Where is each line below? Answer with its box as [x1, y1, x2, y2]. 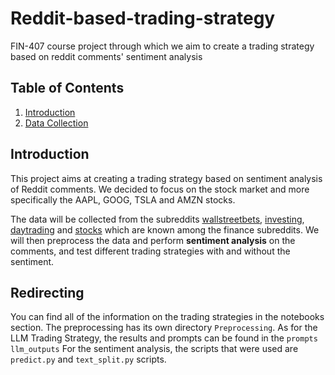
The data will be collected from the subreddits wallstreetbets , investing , [10, 213, 305, 225]
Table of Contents [10, 80, 125, 97]
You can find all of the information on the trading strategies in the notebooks [10, 311, 325, 323]
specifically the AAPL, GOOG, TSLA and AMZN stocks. [10, 193, 236, 206]
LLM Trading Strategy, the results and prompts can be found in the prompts [10, 332, 318, 344]
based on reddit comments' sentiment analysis [10, 50, 203, 62]
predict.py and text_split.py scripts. [10, 353, 167, 366]
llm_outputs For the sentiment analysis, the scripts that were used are [10, 343, 299, 355]
